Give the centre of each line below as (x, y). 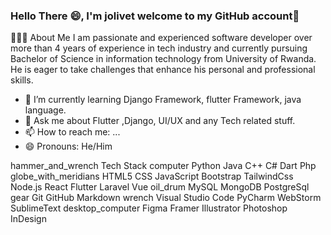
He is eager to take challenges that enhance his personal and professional (163, 70)
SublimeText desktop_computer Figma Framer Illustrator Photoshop (149, 208)
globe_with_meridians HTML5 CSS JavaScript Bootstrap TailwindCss (152, 176)
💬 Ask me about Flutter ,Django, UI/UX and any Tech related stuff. (160, 121)
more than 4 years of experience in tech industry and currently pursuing (159, 48)
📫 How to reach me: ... (72, 132)
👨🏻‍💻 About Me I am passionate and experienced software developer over (161, 38)
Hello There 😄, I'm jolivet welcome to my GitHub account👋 (155, 16)
